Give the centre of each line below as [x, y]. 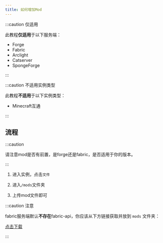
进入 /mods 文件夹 [28, 185]
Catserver [22, 60]
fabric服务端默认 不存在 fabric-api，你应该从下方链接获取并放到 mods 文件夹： [82, 216]
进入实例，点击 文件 [31, 174]
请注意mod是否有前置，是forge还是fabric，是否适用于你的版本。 [70, 155]
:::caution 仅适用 [22, 24]
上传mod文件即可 [30, 195]
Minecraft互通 [26, 106]
